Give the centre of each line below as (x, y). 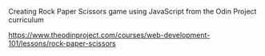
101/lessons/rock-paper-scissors (62, 43)
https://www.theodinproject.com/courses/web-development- (109, 35)
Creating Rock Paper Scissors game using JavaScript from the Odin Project (132, 11)
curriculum (26, 20)
